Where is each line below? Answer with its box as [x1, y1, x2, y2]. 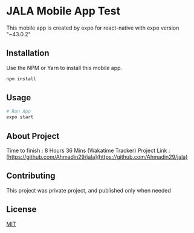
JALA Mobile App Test [6, 4, 121, 18]
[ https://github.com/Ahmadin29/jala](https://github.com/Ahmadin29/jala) [6, 153, 188, 161]
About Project [6, 131, 60, 141]
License [6, 204, 37, 215]
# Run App [6, 109, 31, 115]
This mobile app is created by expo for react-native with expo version [6, 24, 179, 31]
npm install [6, 75, 36, 82]
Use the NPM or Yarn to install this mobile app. [6, 64, 123, 71]
